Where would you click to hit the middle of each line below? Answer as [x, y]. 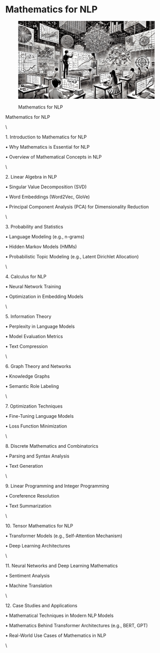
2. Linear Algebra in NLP [31, 177]
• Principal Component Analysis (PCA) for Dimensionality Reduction [77, 207]
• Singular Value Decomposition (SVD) [46, 187]
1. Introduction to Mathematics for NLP [46, 137]
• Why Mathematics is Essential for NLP [48, 147]
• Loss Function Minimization [36, 426]
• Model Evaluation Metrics [34, 337]
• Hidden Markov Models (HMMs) [41, 247]
